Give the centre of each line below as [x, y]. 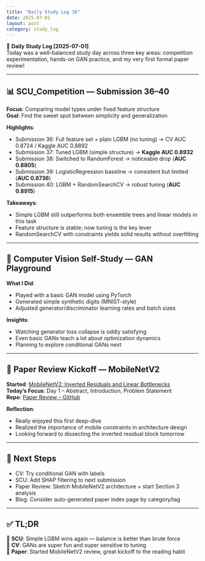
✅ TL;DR [23, 524]
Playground [29, 269]
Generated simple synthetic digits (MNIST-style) [76, 301]
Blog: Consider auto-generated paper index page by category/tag [98, 499]
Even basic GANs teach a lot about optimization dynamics [88, 338]
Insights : [18, 320]
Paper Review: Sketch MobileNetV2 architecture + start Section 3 [97, 486]
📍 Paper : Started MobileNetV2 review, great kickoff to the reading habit [96, 552]
